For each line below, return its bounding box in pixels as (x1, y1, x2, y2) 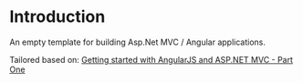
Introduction (9, 6, 106, 27)
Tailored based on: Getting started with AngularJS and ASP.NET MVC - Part (9, 54, 294, 65)
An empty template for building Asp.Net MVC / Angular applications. (9, 36, 266, 47)
